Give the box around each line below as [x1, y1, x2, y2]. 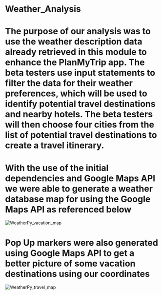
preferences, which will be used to [5, 88, 147, 99]
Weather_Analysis [5, 3, 81, 15]
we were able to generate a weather [5, 183, 153, 194]
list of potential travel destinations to [5, 129, 157, 141]
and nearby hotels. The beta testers [5, 109, 153, 120]
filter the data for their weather [5, 78, 133, 89]
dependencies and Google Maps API [5, 172, 156, 184]
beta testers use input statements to [5, 67, 155, 79]
